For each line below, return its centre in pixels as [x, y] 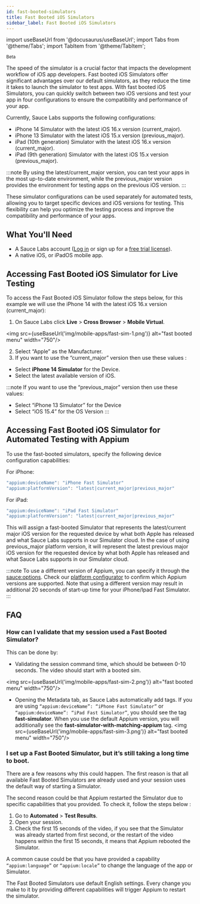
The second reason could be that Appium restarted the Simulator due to [95, 798]
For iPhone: [20, 471]
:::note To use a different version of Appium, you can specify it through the [98, 571]
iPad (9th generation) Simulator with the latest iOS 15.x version [92, 155]
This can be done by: [32, 652]
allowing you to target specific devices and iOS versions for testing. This [95, 203]
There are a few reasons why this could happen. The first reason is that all [98, 774]
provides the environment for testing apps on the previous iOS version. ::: [96, 185]
